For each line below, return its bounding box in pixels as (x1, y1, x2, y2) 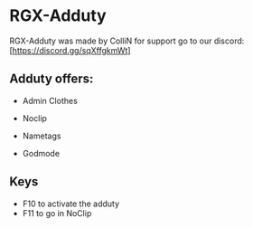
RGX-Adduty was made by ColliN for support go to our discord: (9, 35, 245, 46)
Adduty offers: (9, 71, 94, 87)
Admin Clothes (22, 95, 79, 106)
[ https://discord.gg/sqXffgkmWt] (9, 44, 131, 55)
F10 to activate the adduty (22, 198, 120, 209)
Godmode (22, 147, 61, 158)
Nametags (22, 130, 61, 141)
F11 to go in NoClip (22, 207, 92, 218)
